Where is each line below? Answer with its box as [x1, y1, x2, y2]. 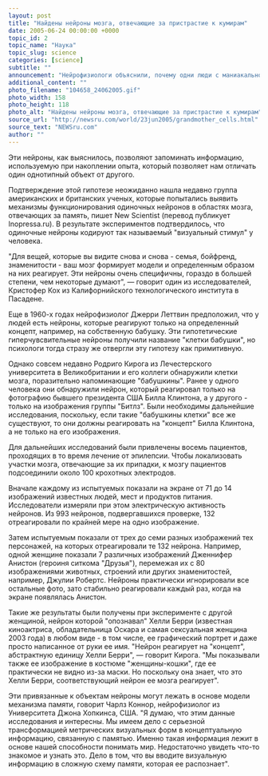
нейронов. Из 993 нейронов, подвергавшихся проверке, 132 [8, 508, 215, 518]
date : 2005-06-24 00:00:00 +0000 [8, 26, 120, 34]
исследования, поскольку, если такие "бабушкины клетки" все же [8, 409, 236, 420]
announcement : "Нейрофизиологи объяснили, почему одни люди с [8, 71, 219, 79]
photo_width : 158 [8, 94, 66, 101]
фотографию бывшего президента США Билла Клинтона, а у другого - [8, 392, 248, 402]
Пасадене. [8, 293, 45, 304]
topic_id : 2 [8, 34, 48, 42]
